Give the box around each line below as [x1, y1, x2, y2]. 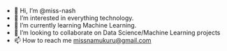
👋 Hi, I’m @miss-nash [13, 7, 76, 14]
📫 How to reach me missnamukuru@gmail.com [13, 37, 152, 44]
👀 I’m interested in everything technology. [13, 14, 134, 22]
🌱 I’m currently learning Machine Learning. [13, 21, 137, 29]
